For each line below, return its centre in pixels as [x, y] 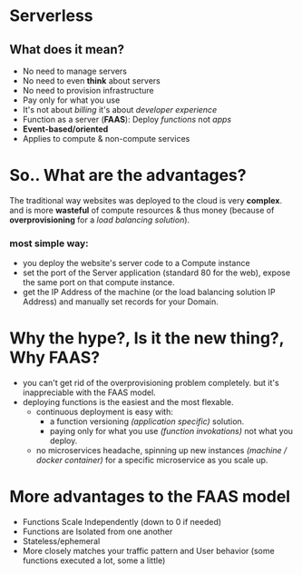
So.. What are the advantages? [128, 176]
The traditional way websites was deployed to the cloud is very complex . [146, 200]
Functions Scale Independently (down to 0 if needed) [122, 522]
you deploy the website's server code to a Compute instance [136, 263]
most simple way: [49, 243]
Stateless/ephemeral [61, 541]
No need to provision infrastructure [88, 90]
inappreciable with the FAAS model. [89, 392]
